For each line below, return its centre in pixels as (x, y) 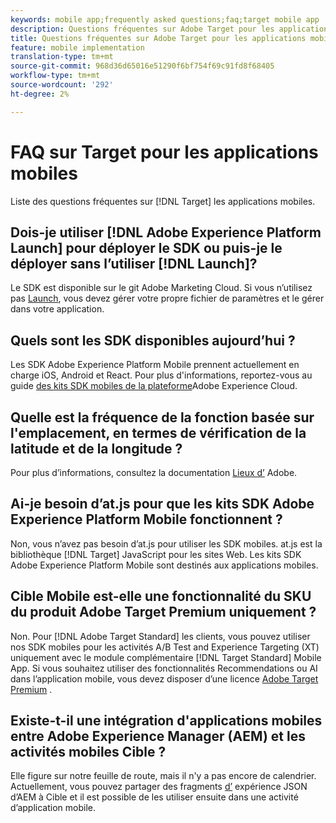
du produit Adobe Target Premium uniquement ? (163, 612)
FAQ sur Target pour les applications (164, 152)
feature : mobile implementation (77, 47)
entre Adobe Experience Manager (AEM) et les (158, 736)
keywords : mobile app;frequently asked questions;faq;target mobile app (165, 19)
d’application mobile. (53, 808)
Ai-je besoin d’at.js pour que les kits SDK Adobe (162, 504)
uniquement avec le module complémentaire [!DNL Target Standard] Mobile (166, 657)
